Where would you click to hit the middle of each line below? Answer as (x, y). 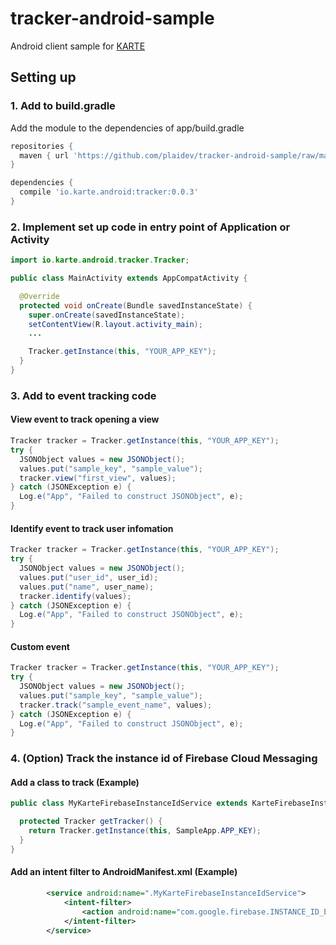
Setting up (43, 77)
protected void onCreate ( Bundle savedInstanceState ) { (136, 305)
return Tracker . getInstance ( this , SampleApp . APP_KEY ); (145, 831)
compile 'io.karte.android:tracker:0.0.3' (109, 192)
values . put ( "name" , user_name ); (87, 587)
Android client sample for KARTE (78, 46)
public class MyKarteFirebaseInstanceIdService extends (129, 803)
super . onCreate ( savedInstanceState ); (107, 315)
